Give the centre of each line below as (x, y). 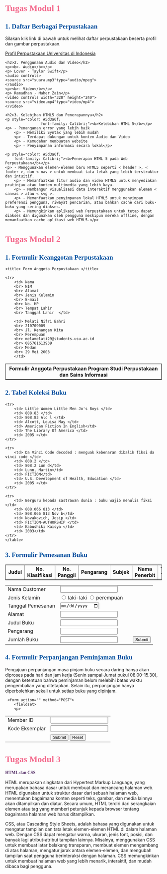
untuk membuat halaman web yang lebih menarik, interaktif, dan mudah (79, 861)
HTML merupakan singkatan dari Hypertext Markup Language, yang (75, 782)
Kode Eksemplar (27, 729)
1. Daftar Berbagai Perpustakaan (51, 26)
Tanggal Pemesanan (32, 606)
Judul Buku (21, 623)
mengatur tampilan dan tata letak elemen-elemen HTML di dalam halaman (81, 829)
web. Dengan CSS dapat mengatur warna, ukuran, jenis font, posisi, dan (79, 834)
